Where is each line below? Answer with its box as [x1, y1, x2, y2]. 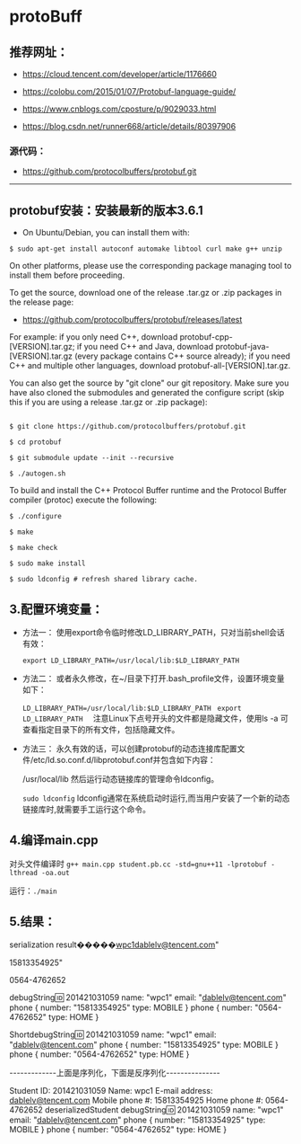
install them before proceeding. [9, 270, 125, 280]
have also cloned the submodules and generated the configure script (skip [9, 387, 285, 398]
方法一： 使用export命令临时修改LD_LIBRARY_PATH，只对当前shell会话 [21, 626, 285, 637]
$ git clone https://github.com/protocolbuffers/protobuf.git [9, 422, 246, 431]
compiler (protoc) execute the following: [9, 494, 158, 505]
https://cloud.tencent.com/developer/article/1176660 [21, 69, 218, 79]
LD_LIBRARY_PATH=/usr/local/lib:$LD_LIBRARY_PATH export [21, 704, 242, 713]
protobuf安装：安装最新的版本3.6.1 [9, 202, 203, 217]
